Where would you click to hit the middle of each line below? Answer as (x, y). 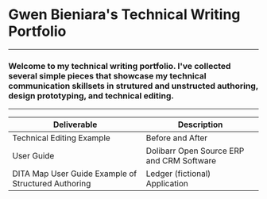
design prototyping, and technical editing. (91, 95)
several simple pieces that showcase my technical (107, 75)
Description (200, 124)
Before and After (177, 138)
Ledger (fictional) (178, 174)
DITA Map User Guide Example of (75, 174)
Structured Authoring (52, 184)
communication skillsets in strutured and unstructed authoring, (133, 86)
